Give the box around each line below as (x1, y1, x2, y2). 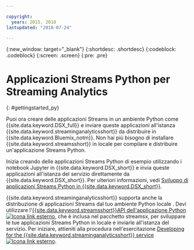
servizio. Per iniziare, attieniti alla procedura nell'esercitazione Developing (6, 225, 185, 232)
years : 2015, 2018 (11, 19, 57, 25)
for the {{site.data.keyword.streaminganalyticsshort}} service (6, 232, 154, 239)
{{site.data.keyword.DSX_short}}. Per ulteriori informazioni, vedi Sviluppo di (6, 177, 189, 184)
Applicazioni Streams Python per (6, 73, 171, 85)
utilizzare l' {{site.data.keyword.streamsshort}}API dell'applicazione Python (6, 207, 186, 214)
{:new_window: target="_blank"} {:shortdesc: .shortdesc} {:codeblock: (6, 46, 177, 53)
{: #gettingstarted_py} (6, 104, 60, 111)
